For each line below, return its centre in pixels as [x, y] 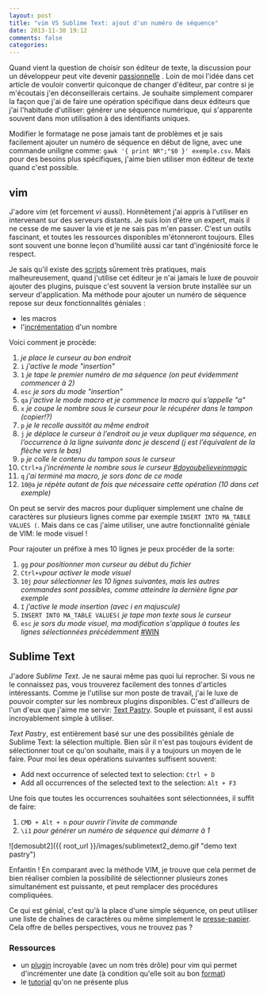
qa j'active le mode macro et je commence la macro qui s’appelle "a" [133, 400]
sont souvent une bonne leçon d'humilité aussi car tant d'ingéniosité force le [134, 245]
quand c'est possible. [44, 168]
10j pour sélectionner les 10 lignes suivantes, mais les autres [120, 581]
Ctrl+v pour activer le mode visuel [76, 572]
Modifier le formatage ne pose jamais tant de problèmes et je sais [116, 134]
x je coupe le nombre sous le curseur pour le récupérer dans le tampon [136, 408]
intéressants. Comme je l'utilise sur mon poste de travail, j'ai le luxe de [124, 693]
